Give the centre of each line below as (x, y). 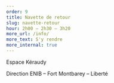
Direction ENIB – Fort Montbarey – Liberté (57, 73)
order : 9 (17, 12)
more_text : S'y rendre (34, 39)
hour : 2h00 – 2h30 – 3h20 (38, 28)
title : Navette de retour (38, 17)
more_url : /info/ (28, 34)
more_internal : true (32, 45)
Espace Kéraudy (26, 62)
